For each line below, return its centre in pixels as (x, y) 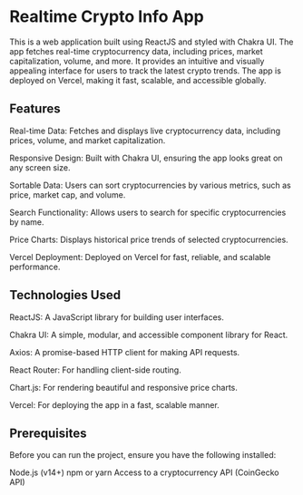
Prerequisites (48, 433)
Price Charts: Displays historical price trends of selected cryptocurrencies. (149, 239)
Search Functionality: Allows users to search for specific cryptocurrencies (148, 212)
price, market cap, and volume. (68, 194)
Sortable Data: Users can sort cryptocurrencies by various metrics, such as (151, 185)
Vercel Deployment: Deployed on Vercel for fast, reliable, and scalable (140, 257)
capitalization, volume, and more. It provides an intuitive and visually (137, 61)
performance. (35, 267)
